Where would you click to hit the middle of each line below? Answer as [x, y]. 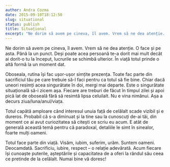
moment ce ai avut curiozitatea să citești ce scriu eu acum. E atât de [77, 122]
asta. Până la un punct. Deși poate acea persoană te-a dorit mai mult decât [84, 53]
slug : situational [25, 19]
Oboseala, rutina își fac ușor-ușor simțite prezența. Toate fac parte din [79, 74]
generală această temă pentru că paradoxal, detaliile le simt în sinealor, [80, 127]
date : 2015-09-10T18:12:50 [34, 15]
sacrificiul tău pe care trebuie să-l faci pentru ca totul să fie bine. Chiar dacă [85, 80]
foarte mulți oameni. [26, 133]
